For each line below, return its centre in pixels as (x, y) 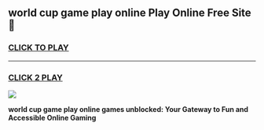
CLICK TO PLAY (38, 48)
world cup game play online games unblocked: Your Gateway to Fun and (128, 109)
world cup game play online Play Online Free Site (130, 13)
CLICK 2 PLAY (35, 77)
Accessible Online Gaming (52, 117)
